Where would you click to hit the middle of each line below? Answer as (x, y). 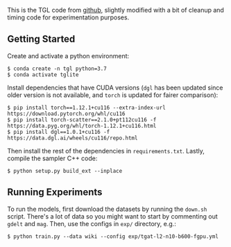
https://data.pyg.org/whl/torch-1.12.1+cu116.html (82, 126)
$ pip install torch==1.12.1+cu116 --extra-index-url (87, 108)
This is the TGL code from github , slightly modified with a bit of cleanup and (115, 10)
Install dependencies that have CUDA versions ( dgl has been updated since (115, 87)
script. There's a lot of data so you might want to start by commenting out (113, 216)
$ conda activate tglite (43, 75)
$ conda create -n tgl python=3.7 (57, 69)
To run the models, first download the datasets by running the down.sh (107, 209)
